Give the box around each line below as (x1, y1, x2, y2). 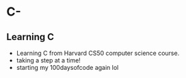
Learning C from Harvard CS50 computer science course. (16, 49, 180, 57)
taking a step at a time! (16, 56, 81, 64)
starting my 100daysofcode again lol (16, 64, 119, 71)
